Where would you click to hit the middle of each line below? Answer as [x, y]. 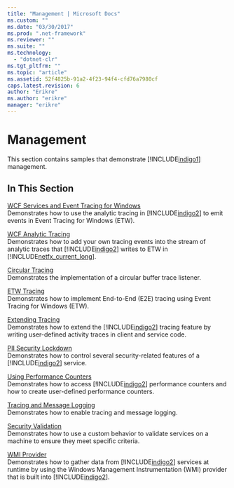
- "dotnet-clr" [36, 60]
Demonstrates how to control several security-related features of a [103, 355]
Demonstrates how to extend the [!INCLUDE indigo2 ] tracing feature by [109, 327]
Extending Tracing [34, 319]
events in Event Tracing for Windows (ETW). [71, 220]
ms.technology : [29, 53]
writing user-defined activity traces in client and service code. [97, 334]
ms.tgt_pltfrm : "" [34, 66]
